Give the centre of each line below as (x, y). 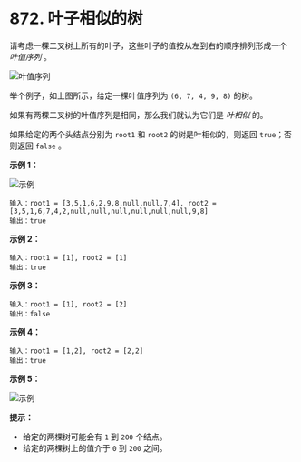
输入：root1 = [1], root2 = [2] (68, 304)
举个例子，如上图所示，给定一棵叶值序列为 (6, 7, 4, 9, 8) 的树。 (134, 95)
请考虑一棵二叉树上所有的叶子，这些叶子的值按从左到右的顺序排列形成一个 (148, 45)
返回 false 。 (41, 146)
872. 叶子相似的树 (76, 19)
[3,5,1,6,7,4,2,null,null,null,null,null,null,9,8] (109, 211)
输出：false (30, 314)
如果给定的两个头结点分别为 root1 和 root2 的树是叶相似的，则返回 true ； (146, 134)
